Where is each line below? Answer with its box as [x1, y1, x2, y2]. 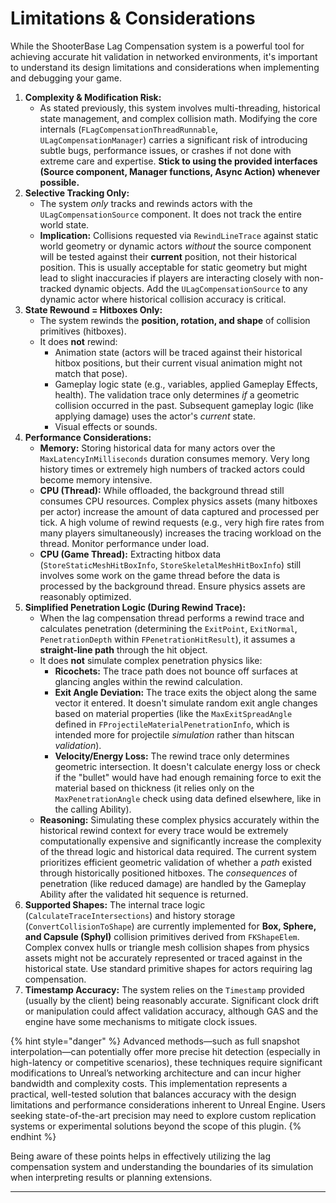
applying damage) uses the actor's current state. [54, 410, 256, 422]
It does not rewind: [39, 335, 118, 347]
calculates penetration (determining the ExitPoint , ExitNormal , [39, 622, 298, 634]
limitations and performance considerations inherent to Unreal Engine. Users [10, 1098, 326, 1111]
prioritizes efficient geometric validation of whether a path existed [39, 856, 313, 868]
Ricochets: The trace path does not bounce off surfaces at [54, 665, 298, 677]
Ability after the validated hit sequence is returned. [39, 888, 249, 900]
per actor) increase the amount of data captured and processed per [39, 505, 320, 517]
